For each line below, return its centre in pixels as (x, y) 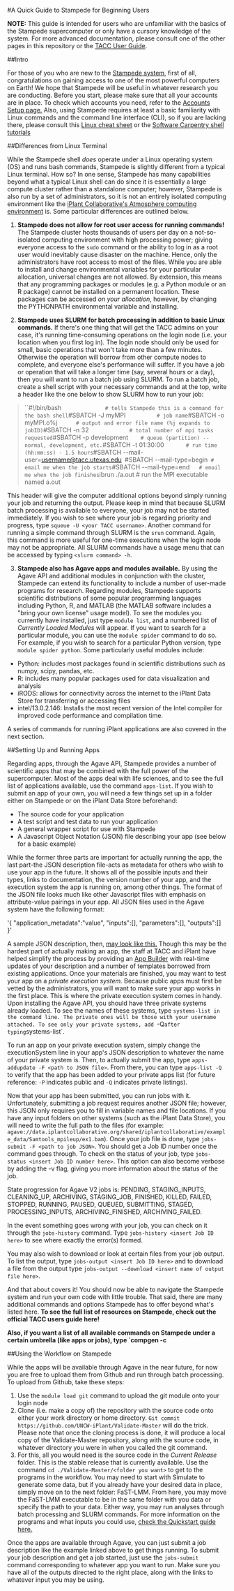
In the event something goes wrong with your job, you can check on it (107, 1225)
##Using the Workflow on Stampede (60, 1354)
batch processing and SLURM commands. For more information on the (119, 1514)
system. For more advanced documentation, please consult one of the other (116, 38)
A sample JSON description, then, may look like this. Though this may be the (117, 944)
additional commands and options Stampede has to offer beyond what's (111, 1304)
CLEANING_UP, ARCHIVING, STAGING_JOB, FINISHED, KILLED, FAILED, (110, 1197)
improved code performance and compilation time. (90, 716)
